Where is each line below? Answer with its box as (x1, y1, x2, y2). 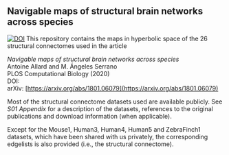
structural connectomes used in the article (7, 41, 127, 50)
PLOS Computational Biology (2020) (7, 69, 110, 77)
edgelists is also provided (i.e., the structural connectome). (7, 140, 174, 148)
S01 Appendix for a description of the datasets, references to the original (7, 104, 213, 112)
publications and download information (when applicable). (7, 112, 172, 120)
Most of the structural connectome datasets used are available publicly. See (7, 97, 223, 106)
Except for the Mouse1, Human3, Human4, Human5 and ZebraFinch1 (7, 125, 201, 133)
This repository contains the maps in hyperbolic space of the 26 (26, 34, 208, 43)
